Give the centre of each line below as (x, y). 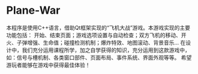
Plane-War (33, 10)
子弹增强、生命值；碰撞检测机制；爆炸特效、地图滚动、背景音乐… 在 (101, 42)
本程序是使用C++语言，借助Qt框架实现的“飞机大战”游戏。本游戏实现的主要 (98, 27)
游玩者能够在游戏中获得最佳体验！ (48, 65)
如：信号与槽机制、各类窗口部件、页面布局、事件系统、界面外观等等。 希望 (99, 57)
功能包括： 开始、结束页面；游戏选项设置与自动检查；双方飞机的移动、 (94, 35)
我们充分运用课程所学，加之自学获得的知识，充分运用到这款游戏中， (106, 50)
